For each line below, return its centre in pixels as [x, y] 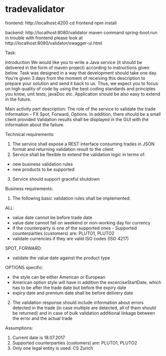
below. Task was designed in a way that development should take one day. [81, 72]
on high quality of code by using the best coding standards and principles [81, 88]
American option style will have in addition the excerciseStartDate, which [87, 282]
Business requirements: [29, 188]
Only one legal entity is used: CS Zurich [53, 348]
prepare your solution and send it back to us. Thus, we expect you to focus [82, 83]
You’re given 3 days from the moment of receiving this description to [75, 78]
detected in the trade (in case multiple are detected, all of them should [84, 308]
